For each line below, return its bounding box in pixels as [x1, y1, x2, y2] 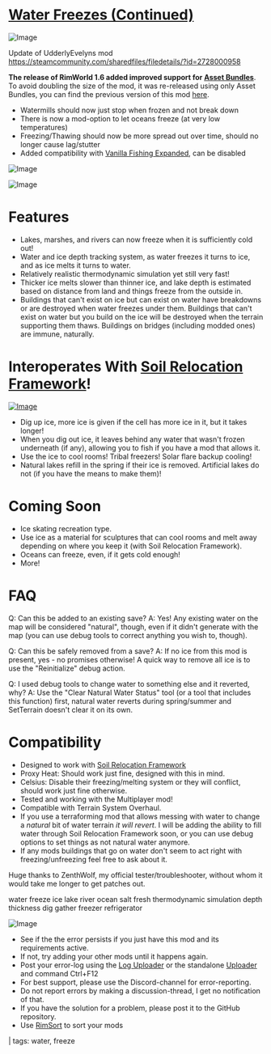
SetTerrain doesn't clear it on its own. [8, 705, 133, 714]
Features [8, 208, 70, 226]
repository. [19, 1011, 57, 1021]
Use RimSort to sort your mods [19, 1020, 124, 1030]
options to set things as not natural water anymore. [19, 837, 190, 847]
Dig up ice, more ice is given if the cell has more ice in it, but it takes [19, 417, 248, 426]
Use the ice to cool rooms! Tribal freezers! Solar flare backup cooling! [19, 451, 252, 461]
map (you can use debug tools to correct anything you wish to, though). [8, 630, 248, 640]
